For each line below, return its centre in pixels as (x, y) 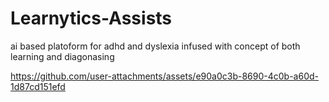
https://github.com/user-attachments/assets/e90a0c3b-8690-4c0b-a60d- (165, 76)
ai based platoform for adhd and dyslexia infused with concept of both (155, 46)
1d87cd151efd (38, 86)
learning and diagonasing (62, 56)
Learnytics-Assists (91, 18)
